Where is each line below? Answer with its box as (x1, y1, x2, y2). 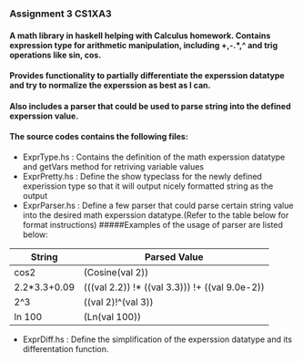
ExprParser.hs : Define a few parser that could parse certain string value (22, 200, 294, 211)
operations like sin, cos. (9, 49, 102, 60)
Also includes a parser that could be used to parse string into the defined (9, 100, 291, 111)
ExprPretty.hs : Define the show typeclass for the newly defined (22, 171, 262, 181)
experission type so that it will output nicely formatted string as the (22, 181, 274, 191)
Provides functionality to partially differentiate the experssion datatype (9, 70, 285, 81)
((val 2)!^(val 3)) (83, 295, 154, 308)
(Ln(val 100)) (83, 310, 141, 323)
